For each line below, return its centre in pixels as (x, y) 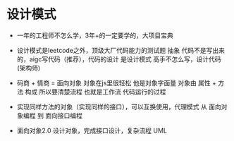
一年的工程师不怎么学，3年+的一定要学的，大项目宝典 (95, 35)
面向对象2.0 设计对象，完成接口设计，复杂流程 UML (92, 130)
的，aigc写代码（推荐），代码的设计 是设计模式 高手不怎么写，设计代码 (119, 59)
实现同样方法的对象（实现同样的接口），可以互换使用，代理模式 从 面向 (119, 106)
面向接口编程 (63, 115)
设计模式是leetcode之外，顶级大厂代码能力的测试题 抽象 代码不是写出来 (121, 50)
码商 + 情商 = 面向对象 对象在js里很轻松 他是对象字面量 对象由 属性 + (116, 82)
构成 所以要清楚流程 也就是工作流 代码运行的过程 (96, 92)
